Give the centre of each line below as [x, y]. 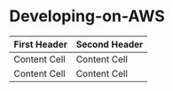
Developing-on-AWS [87, 16]
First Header [41, 44]
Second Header [110, 44]
